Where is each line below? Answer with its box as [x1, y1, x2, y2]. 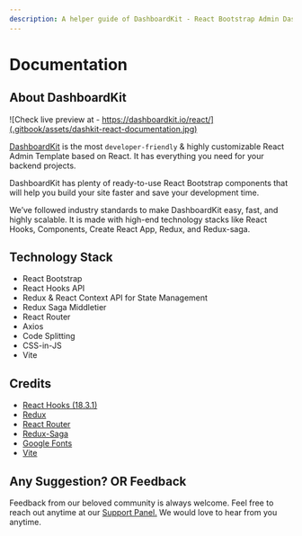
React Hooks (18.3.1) [22, 400, 98, 411]
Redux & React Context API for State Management [22, 292, 209, 303]
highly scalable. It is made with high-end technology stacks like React [9, 214, 268, 225]
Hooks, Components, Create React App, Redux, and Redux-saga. [9, 223, 251, 234]
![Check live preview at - [9, 113, 101, 125]
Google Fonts [22, 438, 73, 449]
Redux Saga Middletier [22, 302, 107, 313]
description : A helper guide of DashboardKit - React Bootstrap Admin [9, 14, 280, 23]
